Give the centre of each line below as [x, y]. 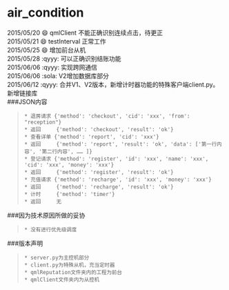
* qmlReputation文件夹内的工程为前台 [73, 272]
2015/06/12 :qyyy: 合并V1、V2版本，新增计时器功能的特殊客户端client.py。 [113, 84]
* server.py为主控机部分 [57, 258]
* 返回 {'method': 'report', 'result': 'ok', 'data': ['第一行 [120, 144]
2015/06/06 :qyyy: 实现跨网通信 [52, 67]
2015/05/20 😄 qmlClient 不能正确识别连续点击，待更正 [85, 32]
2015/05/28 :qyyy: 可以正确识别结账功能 [64, 58]
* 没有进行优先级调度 [50, 229]
